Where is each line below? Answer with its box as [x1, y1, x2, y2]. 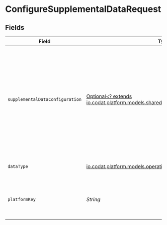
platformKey [7, 197, 36, 202]
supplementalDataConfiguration [7, 97, 82, 102]
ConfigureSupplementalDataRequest [5, 3, 162, 15]
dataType [7, 164, 28, 169]
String [86, 196, 101, 203]
